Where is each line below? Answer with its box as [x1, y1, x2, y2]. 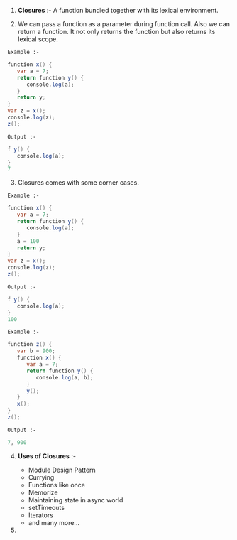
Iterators [28, 511, 53, 519]
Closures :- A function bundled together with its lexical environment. [17, 6, 219, 14]
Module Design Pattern [28, 465, 96, 474]
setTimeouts [28, 503, 65, 512]
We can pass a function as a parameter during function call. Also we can [17, 20, 231, 28]
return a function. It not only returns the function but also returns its [17, 28, 216, 36]
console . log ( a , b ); [35, 374, 94, 381]
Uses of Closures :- [17, 451, 77, 460]
